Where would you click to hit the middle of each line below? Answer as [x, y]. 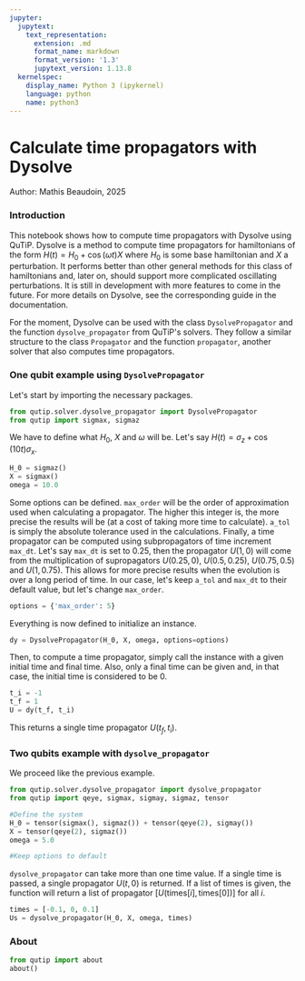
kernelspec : [40, 77]
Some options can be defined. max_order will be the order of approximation [149, 502]
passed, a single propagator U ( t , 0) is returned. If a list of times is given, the [150, 884]
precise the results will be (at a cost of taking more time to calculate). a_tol [150, 521]
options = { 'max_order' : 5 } [63, 606]
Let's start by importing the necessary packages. [101, 395]
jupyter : [26, 18]
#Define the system [46, 815]
